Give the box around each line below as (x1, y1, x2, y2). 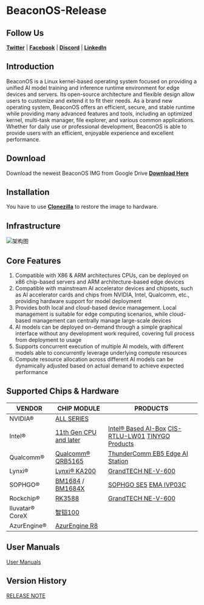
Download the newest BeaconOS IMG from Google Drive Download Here (6, 169, 189, 177)
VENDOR (16, 404, 42, 412)
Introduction (6, 61, 55, 72)
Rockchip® (9, 494, 40, 502)
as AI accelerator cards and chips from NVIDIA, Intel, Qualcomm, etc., (15, 291, 190, 298)
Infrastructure (6, 220, 61, 231)
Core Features (6, 256, 61, 266)
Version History (6, 576, 67, 586)
